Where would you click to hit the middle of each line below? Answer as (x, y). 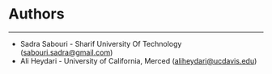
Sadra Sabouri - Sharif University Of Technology (101, 43)
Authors (36, 14)
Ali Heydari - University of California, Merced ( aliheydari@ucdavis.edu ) (138, 60)
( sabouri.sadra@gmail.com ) (66, 52)
